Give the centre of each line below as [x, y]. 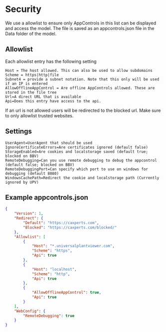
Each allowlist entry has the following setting [51, 61]
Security [23, 9]
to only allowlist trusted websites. [39, 115]
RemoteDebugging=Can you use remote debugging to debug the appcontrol [81, 160]
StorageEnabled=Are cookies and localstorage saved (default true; [77, 152]
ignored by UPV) [22, 182]
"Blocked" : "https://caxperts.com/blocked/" [70, 227]
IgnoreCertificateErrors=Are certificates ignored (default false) [77, 147]
